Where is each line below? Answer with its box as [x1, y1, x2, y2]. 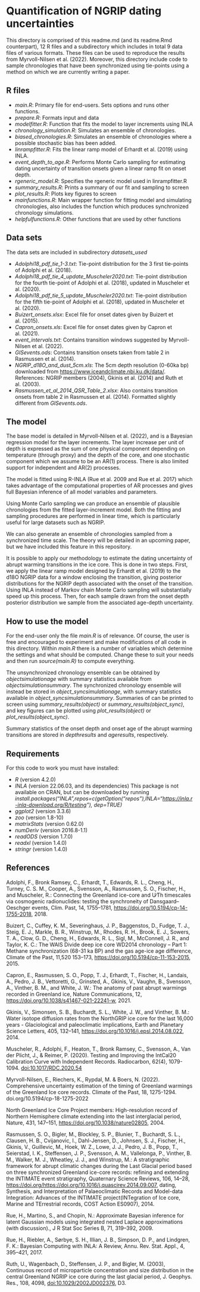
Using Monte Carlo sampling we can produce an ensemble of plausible [6, 500, 180, 507]
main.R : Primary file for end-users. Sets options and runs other [14, 101, 170, 109]
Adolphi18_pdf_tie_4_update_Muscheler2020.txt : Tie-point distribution [14, 272, 187, 280]
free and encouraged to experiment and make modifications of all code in [6, 639, 186, 646]
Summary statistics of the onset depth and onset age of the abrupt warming [6, 725, 192, 732]
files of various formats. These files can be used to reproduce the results [6, 49, 185, 56]
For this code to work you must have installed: [6, 764, 119, 772]
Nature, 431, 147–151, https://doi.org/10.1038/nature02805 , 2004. [6, 1119, 165, 1126]
